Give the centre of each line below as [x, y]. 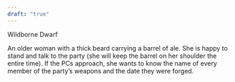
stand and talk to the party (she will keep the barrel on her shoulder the [112, 56]
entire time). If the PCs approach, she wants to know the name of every [112, 63]
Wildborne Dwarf [33, 34]
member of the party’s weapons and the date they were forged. [101, 71]
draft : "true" [29, 14]
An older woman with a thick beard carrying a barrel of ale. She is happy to [118, 48]
